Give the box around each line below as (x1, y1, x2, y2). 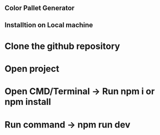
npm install (4, 96, 51, 108)
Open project (4, 63, 60, 75)
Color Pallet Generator (4, 4, 75, 12)
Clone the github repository (4, 41, 120, 51)
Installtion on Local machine (4, 21, 93, 29)
